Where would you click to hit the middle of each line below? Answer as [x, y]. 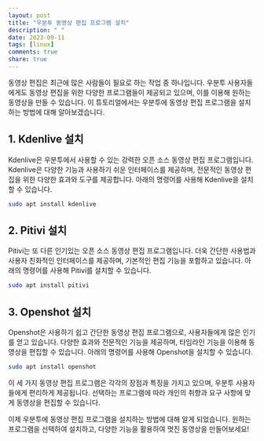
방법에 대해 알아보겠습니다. [64, 112]
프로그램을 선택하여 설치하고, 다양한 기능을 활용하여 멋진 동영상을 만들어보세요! [129, 428]
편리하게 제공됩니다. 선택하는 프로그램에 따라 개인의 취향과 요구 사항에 [136, 392]
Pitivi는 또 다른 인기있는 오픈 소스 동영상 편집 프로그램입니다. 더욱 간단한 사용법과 [132, 251]
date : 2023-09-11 [37, 37]
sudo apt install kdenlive [52, 204]
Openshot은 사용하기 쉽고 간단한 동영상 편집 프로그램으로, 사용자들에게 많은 [125, 333]
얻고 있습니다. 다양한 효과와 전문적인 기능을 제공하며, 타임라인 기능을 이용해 [132, 342]
